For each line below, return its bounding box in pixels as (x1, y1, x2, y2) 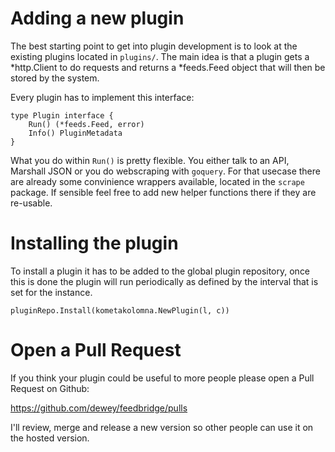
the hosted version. (10, 432, 90, 444)
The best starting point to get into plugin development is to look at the (10, 40, 298, 52)
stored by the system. (10, 72, 100, 84)
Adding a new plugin (10, 7, 185, 30)
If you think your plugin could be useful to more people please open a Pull (10, 372, 315, 384)
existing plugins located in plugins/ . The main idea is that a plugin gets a (10, 50, 310, 62)
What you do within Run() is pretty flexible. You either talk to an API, (10, 154, 290, 166)
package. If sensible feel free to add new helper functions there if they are (10, 186, 317, 198)
